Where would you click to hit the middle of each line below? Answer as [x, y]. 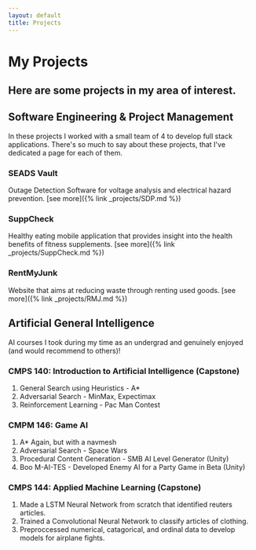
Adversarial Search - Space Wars [73, 451]
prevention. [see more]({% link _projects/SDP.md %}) [95, 199]
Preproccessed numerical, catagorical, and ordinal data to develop [127, 530]
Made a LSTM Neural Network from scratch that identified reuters [126, 504]
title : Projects [35, 23]
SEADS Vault [33, 173]
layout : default [35, 15]
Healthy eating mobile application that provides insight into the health [121, 236]
